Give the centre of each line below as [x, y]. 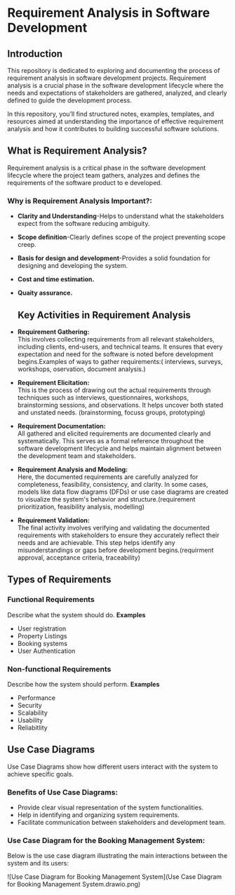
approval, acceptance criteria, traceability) [79, 557]
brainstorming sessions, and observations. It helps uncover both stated [120, 405]
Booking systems [42, 643]
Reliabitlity [32, 727]
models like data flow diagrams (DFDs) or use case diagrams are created [123, 492]
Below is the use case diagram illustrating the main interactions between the [117, 856]
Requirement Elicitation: [53, 382]
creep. [27, 245]
